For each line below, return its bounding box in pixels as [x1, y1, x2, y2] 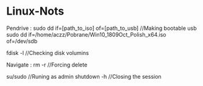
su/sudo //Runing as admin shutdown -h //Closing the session [6, 73, 162, 80]
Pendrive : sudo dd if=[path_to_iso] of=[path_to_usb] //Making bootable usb [6, 24, 197, 32]
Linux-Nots [6, 4, 65, 18]
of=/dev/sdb [6, 37, 38, 45]
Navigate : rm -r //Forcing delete [6, 61, 88, 68]
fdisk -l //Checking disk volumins [6, 49, 90, 56]
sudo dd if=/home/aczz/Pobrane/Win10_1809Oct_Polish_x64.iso [6, 30, 166, 38]
